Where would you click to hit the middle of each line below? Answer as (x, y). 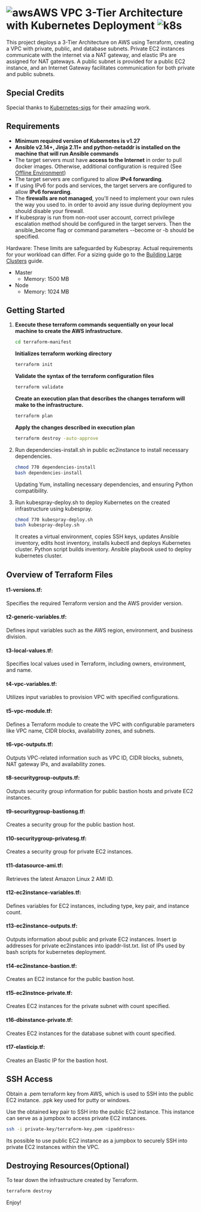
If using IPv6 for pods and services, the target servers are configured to (103, 185)
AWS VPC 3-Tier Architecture (108, 13)
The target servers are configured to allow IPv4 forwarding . (89, 179)
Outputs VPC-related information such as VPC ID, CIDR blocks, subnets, (95, 757)
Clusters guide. (25, 260)
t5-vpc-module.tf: (29, 711)
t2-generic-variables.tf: (36, 617)
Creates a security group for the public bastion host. (71, 824)
